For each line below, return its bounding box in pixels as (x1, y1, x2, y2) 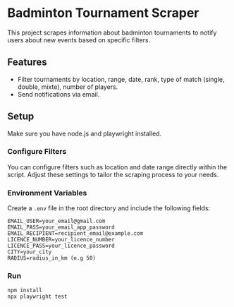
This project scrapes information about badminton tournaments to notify (7, 28, 217, 37)
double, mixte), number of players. (17, 83, 118, 91)
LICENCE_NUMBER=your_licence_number (7, 236, 115, 243)
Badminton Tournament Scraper (7, 5, 199, 21)
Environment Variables (7, 188, 87, 198)
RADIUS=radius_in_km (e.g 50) (7, 255, 97, 262)
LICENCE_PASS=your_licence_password (7, 242, 115, 250)
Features (7, 56, 47, 68)
